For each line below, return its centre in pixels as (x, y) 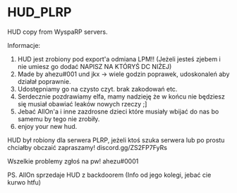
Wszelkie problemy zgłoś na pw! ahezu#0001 (73, 161)
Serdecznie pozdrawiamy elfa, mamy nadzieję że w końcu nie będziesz (121, 96)
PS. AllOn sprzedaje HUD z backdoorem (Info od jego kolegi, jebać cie (109, 175)
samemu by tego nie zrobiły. (59, 119)
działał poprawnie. (44, 81)
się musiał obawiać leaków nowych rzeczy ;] (82, 104)
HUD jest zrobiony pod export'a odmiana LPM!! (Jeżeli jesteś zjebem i (119, 59)
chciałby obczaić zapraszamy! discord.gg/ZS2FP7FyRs (87, 147)
